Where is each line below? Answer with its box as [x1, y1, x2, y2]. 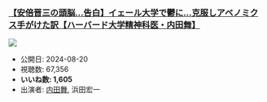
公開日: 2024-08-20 [20, 54, 88, 64]
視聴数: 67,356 [20, 65, 69, 74]
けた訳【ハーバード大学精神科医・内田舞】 [33, 19, 201, 30]
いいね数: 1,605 [20, 74, 73, 84]
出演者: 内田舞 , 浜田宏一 [20, 85, 100, 95]
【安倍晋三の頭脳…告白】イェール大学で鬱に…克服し [8, 6, 217, 18]
